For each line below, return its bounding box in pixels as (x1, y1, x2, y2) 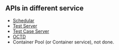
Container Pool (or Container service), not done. (12, 39, 114, 45)
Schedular (12, 17, 35, 23)
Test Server (12, 23, 37, 29)
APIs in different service (5, 4, 84, 13)
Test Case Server (12, 28, 50, 34)
